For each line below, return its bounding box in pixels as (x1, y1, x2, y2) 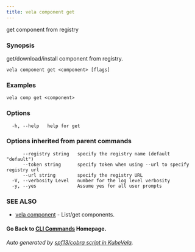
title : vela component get (6, 9, 75, 15)
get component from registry (6, 26, 79, 33)
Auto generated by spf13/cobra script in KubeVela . (6, 239, 133, 246)
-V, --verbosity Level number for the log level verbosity (12, 177, 171, 183)
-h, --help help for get (12, 123, 80, 129)
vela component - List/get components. (15, 211, 115, 218)
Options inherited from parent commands (6, 137, 132, 146)
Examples (6, 81, 37, 89)
